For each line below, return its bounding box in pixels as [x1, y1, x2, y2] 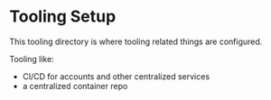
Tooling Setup [9, 6, 117, 27]
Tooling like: [9, 53, 54, 64]
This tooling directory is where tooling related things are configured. [9, 36, 263, 47]
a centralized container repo [22, 80, 128, 91]
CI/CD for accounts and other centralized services [22, 70, 210, 82]
